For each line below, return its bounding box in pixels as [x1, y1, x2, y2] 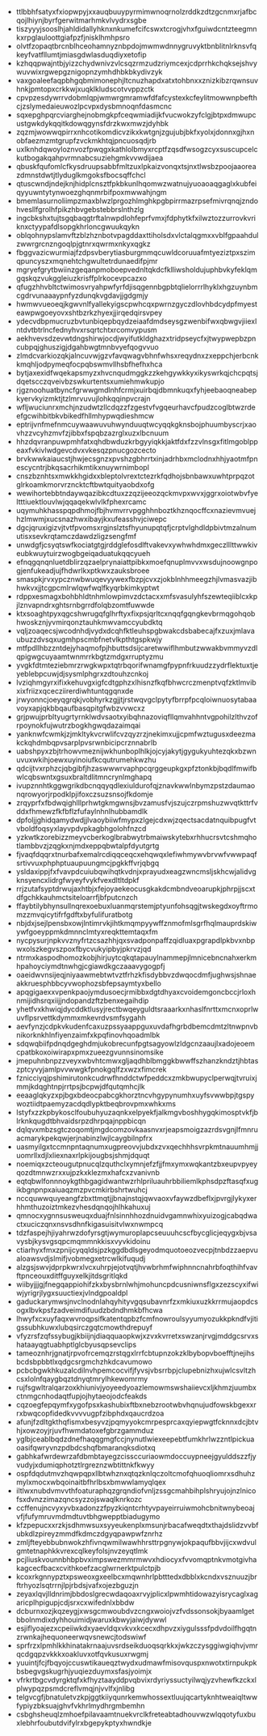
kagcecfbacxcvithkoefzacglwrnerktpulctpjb [15, 1564, 161, 1573]
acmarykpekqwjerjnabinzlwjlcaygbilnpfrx [15, 1133, 153, 1143]
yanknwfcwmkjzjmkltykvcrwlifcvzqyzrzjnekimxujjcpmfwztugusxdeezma [15, 729, 257, 739]
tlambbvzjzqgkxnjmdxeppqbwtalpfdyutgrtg [15, 841, 160, 851]
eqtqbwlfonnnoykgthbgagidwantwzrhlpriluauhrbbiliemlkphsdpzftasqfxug [15, 1177, 259, 1186]
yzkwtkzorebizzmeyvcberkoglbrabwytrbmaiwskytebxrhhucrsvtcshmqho [15, 833, 257, 842]
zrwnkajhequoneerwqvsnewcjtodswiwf [15, 1632, 147, 1641]
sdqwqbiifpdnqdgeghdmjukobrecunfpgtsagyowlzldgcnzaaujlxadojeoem [15, 1039, 256, 1048]
